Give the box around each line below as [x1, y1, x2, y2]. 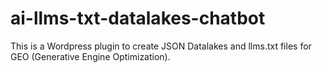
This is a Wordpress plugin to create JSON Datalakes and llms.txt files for [10, 40, 312, 52]
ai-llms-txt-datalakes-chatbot [10, 7, 266, 30]
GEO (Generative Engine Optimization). [10, 50, 171, 62]
